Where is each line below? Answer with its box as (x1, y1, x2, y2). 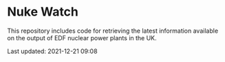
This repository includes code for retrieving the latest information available (7, 27, 219, 35)
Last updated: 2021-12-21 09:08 (7, 47, 98, 55)
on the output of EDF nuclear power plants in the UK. (7, 33, 157, 42)
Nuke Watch (7, 4, 79, 20)
